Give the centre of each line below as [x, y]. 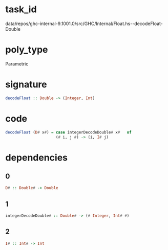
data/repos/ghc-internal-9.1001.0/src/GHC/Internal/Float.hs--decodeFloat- [84, 24]
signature [26, 85]
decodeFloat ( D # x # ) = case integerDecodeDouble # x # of [68, 132]
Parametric [17, 64]
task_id [21, 9]
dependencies [37, 157]
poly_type [27, 50]
